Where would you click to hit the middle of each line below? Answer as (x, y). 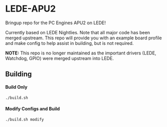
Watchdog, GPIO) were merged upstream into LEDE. (59, 58)
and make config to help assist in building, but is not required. (70, 43)
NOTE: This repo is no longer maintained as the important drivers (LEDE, (81, 53)
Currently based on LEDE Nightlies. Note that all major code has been (78, 32)
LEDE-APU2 (31, 9)
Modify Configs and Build (33, 109)
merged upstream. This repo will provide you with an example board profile (83, 38)
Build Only (16, 87)
